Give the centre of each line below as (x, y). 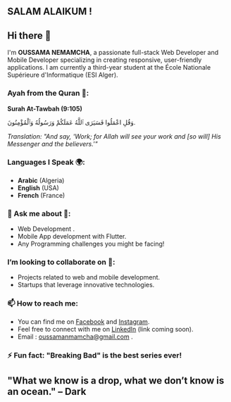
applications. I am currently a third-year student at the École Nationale (109, 68)
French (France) (41, 195)
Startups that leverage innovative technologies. (86, 285)
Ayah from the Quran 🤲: (48, 93)
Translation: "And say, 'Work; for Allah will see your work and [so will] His (114, 136)
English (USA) (38, 188)
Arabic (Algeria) (41, 180)
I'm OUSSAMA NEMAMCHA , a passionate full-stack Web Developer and (113, 53)
